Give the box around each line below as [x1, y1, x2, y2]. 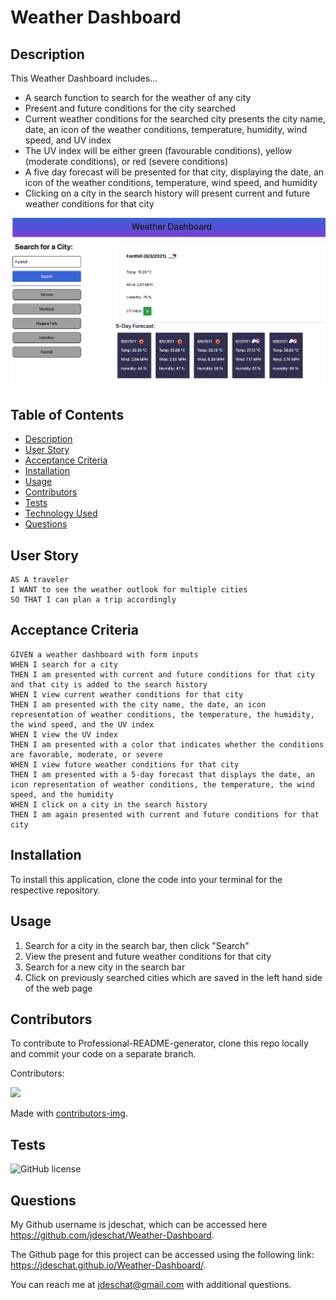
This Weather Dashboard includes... [10, 72, 158, 84]
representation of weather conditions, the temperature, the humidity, [10, 709, 315, 720]
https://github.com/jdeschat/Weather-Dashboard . [10, 1229, 215, 1241]
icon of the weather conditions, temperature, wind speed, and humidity [24, 177, 318, 188]
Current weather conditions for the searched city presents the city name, [24, 113, 326, 125]
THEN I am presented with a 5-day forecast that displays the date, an [10, 769, 315, 780]
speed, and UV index [24, 134, 112, 146]
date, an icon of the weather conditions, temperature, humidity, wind [24, 124, 308, 135]
